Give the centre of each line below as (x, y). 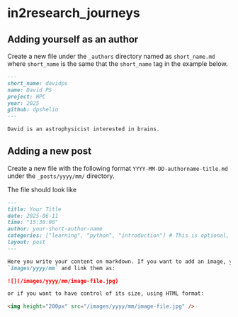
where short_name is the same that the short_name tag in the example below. (118, 64)
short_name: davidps (38, 83)
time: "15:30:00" (33, 222)
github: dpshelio (33, 110)
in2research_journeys (74, 13)
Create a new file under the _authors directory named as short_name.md (111, 56)
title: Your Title (34, 209)
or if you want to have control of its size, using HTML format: (106, 294)
